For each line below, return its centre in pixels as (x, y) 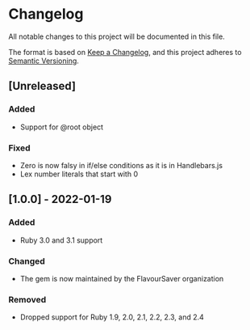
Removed (27, 299)
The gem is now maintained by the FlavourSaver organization (122, 278)
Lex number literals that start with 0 (79, 174)
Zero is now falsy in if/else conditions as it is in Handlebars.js (121, 165)
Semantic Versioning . (44, 61)
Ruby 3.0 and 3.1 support (61, 240)
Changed (27, 261)
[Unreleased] (42, 86)
